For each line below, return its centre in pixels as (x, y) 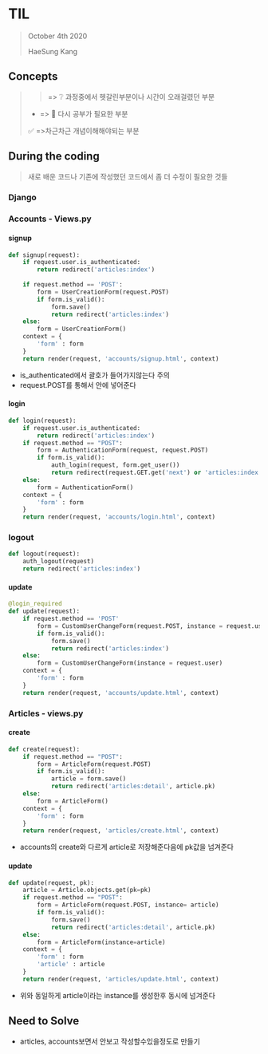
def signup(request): (44, 255)
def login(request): (43, 420)
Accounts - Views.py (50, 219)
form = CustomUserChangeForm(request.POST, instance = (130, 626)
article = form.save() (89, 779)
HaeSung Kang (53, 51)
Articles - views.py (46, 713)
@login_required (35, 604)
